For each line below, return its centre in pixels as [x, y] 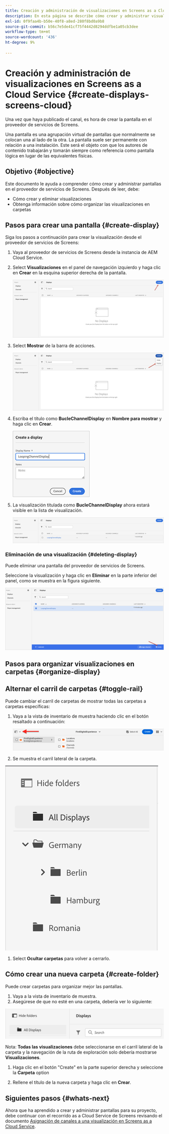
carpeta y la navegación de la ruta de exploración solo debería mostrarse [81, 1052]
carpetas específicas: [28, 706]
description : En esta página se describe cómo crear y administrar [77, 16]
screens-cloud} [39, 105]
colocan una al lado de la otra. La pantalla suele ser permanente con [76, 140]
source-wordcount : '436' [31, 37]
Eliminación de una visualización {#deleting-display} [71, 555]
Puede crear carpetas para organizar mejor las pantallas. [64, 986]
